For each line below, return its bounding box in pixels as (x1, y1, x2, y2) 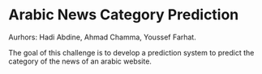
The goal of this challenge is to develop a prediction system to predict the (8, 47, 255, 57)
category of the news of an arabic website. (8, 56, 152, 66)
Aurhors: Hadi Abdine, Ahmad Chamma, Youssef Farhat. (8, 32, 196, 42)
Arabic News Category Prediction (8, 6, 239, 24)
